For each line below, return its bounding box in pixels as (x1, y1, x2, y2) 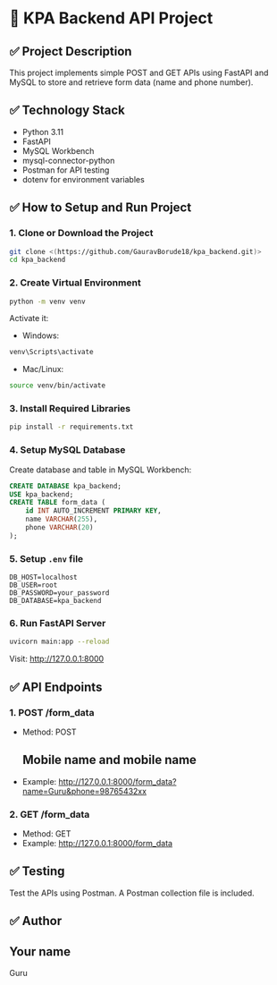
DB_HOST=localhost (9, 573, 78, 582)
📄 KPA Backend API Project (9, 8, 214, 29)
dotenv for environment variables (21, 174, 145, 184)
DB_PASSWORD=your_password (9, 589, 110, 598)
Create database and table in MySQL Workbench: (9, 464, 192, 475)
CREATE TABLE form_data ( (9, 498, 105, 507)
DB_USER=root (9, 581, 58, 590)
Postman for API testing (21, 165, 110, 175)
